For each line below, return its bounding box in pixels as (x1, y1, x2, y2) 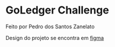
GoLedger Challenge (5, 4, 109, 17)
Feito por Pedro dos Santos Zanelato (5, 23, 95, 30)
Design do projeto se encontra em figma (5, 34, 104, 41)
